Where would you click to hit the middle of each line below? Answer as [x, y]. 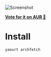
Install [18, 37]
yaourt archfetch [23, 49]
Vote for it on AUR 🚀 [25, 17]
